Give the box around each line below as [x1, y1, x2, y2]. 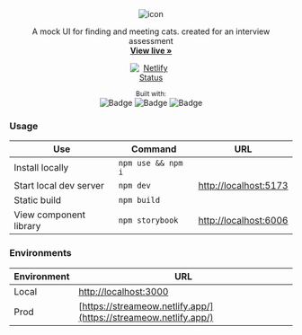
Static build [13, 194, 61, 207]
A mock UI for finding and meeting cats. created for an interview [31, 26, 271, 37]
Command [131, 143, 177, 155]
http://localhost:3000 [78, 285, 169, 297]
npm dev [118, 181, 151, 191]
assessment [129, 36, 173, 46]
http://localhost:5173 [198, 180, 289, 192]
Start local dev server [13, 180, 105, 192]
